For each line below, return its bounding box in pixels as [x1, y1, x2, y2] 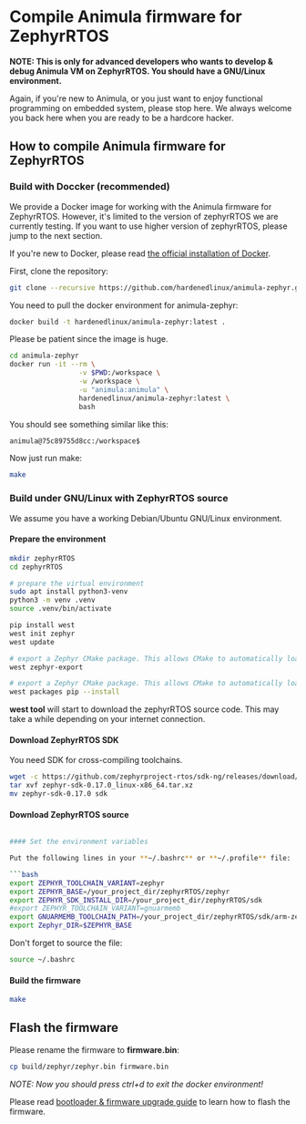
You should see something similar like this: [9, 418, 169, 429]
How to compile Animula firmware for [9, 139, 226, 154]
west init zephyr [9, 629, 76, 638]
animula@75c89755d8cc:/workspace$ [9, 436, 141, 446]
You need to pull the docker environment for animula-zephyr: [9, 299, 239, 311]
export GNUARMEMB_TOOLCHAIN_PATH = [9, 913, 141, 922]
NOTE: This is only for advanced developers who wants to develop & [9, 56, 274, 67]
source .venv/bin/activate [9, 604, 112, 614]
